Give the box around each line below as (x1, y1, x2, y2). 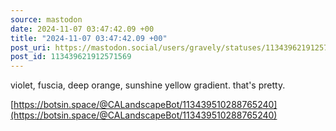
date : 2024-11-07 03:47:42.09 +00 (10, 24, 155, 34)
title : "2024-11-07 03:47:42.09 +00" (10, 33, 168, 43)
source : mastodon (10, 14, 83, 25)
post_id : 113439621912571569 (10, 52, 132, 62)
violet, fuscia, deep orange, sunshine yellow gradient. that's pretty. (10, 79, 286, 91)
